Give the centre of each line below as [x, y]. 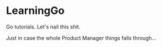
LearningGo [35, 11]
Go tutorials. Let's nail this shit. [43, 27]
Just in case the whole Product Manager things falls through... [81, 38]
